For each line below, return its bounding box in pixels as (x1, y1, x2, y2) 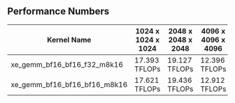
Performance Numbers (7, 6, 110, 17)
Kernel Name (47, 35, 92, 45)
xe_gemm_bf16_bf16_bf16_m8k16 (10, 79, 128, 89)
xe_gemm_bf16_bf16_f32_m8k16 (10, 59, 124, 69)
